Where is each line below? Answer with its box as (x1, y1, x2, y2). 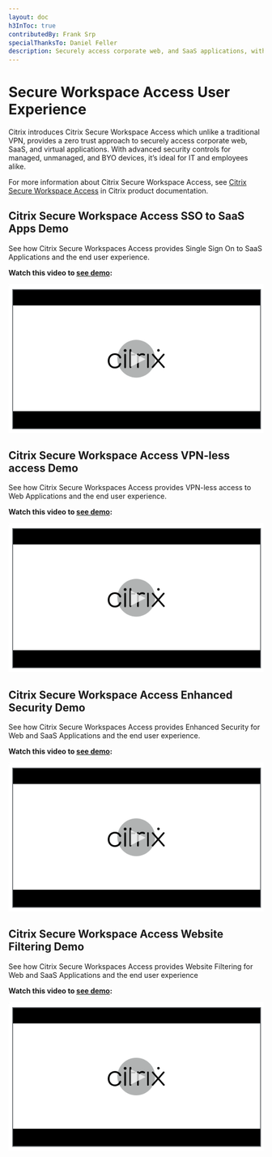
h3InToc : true (8, 21, 57, 30)
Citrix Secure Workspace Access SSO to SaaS (8, 209, 245, 223)
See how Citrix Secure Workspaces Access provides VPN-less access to (8, 483, 252, 493)
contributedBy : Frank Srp (8, 30, 96, 38)
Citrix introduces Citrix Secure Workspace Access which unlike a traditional (8, 127, 261, 137)
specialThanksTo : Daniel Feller (8, 39, 117, 47)
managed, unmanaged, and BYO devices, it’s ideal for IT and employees (8, 153, 249, 163)
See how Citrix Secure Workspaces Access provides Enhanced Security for (8, 722, 261, 732)
